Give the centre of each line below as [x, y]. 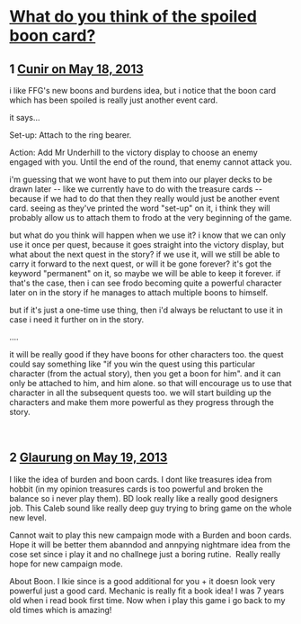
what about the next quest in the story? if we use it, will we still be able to [145, 254]
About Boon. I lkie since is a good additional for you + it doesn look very [142, 581]
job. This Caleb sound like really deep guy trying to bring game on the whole [150, 508]
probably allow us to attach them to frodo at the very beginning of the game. [150, 217]
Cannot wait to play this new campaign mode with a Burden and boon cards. [150, 535]
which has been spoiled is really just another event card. [114, 100]
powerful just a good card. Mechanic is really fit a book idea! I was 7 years [147, 591]
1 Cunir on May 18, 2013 [76, 69]
